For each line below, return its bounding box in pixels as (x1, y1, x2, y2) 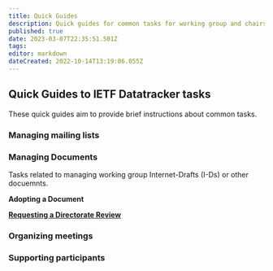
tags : (8, 42, 27, 50)
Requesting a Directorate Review (8, 209, 122, 220)
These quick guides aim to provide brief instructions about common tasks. (8, 109, 258, 119)
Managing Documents (8, 151, 98, 163)
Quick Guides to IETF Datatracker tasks (8, 87, 211, 102)
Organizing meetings (8, 229, 93, 241)
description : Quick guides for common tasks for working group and (8, 20, 242, 28)
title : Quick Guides (8, 11, 79, 20)
